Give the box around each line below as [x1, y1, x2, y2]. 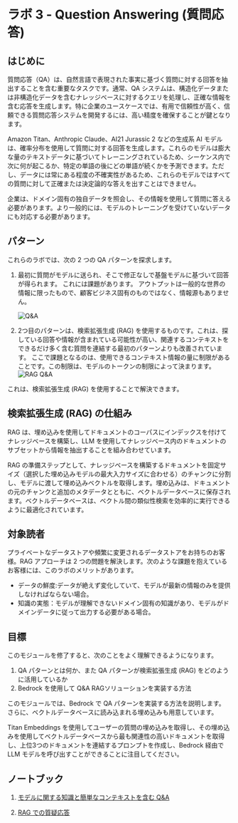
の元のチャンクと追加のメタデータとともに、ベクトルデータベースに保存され [7, 487, 231, 496]
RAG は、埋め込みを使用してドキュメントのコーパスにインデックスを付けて [7, 428, 227, 436]
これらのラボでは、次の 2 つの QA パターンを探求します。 [7, 255, 176, 264]
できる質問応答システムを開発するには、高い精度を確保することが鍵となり [13, 111, 231, 119]
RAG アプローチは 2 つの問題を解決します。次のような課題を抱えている [19, 557, 227, 566]
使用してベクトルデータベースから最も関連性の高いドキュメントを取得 [19, 732, 225, 741]
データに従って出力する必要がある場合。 [36, 608, 155, 616]
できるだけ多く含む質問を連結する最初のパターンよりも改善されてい [17, 343, 217, 353]
